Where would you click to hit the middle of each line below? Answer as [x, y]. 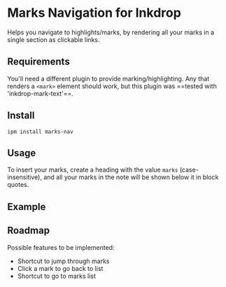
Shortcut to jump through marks [63, 261]
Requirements [38, 62]
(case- [189, 170]
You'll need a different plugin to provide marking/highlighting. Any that [108, 78]
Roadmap [29, 231]
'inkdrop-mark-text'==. [40, 93]
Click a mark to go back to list [60, 268]
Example [27, 207]
